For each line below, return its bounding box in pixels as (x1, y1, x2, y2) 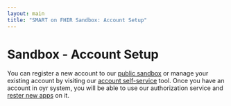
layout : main (7, 10, 45, 17)
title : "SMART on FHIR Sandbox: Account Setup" (7, 17, 148, 24)
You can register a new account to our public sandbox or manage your (7, 69, 209, 78)
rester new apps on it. (7, 91, 69, 100)
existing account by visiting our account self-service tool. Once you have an (7, 77, 225, 85)
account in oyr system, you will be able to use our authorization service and (7, 84, 223, 92)
